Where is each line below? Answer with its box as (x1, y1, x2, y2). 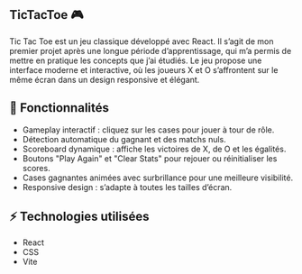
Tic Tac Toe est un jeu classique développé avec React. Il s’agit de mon (9, 35, 274, 47)
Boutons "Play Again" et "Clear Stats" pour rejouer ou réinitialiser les (22, 152, 278, 164)
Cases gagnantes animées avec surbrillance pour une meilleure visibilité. (22, 172, 294, 183)
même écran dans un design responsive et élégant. (9, 74, 200, 85)
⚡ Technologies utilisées (9, 209, 151, 224)
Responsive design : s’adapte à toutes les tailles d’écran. (22, 181, 233, 192)
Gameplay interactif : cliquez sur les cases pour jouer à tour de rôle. (22, 124, 275, 135)
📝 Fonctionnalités (9, 100, 110, 115)
